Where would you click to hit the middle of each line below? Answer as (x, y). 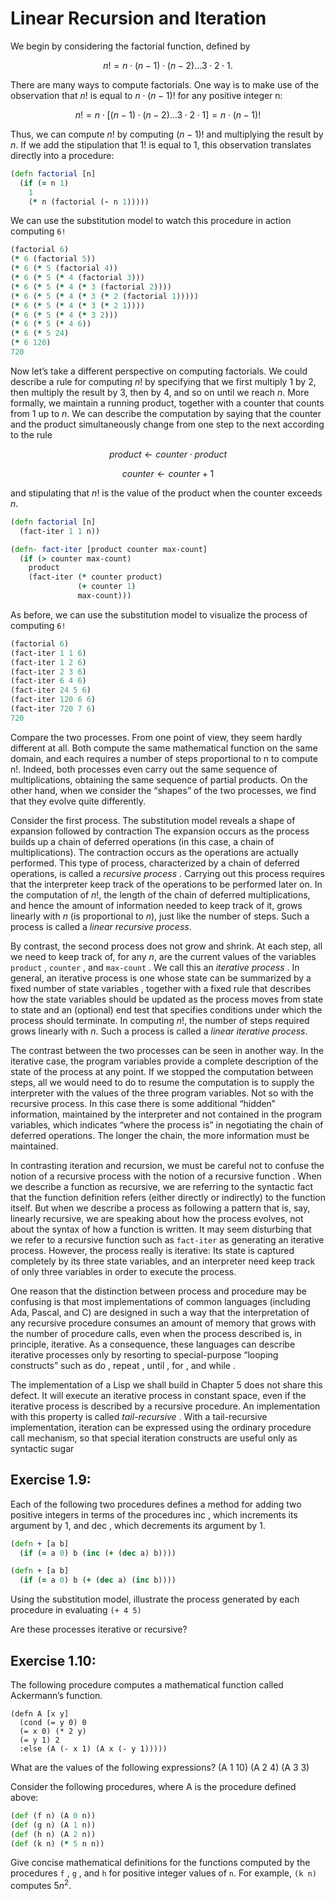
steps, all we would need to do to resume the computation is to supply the (162, 1082)
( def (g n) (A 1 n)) (53, 1825)
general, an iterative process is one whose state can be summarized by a (161, 978)
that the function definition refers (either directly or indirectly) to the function (168, 1197)
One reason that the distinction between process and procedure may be (159, 1291)
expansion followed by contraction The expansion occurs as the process (160, 831)
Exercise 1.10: (53, 1660)
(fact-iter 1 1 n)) (60, 531)
